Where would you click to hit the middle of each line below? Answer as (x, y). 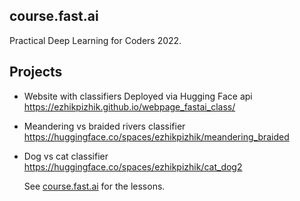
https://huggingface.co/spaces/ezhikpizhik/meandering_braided (156, 136)
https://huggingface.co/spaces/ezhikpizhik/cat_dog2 (133, 166)
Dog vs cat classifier (66, 156)
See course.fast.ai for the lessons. (94, 186)
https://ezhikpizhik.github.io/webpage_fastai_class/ (129, 106)
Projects (36, 72)
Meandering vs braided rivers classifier (104, 126)
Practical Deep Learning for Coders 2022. (95, 40)
